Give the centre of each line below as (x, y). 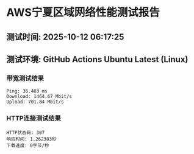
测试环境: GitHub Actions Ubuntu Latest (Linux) (97, 59)
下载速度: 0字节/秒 (28, 145)
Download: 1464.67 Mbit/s (39, 97)
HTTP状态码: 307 (26, 132)
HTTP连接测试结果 (34, 118)
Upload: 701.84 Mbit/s (35, 102)
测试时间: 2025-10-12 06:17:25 (65, 37)
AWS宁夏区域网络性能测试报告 (83, 12)
